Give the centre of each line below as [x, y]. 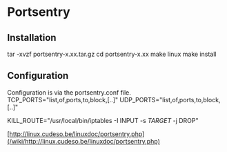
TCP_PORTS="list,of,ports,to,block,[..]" [63, 99]
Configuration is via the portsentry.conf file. [69, 92]
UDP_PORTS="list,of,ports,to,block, [170, 99]
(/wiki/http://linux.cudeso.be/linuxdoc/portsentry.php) [83, 141]
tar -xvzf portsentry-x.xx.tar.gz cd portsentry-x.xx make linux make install [112, 54]
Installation [32, 38]
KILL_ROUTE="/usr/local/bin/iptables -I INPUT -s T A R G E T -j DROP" [103, 120]
